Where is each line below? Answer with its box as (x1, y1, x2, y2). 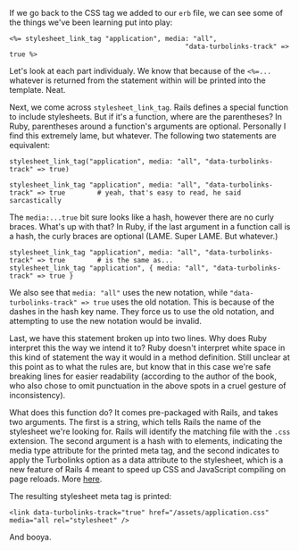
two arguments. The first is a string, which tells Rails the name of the (9, 417, 262, 427)
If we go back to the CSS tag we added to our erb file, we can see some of (9, 8, 284, 18)
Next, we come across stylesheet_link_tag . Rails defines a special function (9, 102, 288, 113)
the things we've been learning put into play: (9, 17, 173, 28)
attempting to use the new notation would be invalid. (9, 316, 203, 326)
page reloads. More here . (9, 473, 103, 484)
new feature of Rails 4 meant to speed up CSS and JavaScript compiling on (9, 464, 287, 474)
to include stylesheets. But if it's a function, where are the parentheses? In (9, 112, 283, 121)
